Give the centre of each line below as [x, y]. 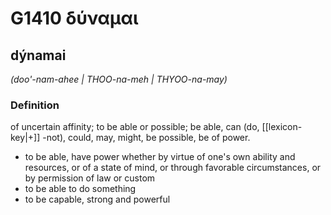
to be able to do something [80, 189]
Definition [35, 105]
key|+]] [25, 138]
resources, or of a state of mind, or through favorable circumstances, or [173, 168]
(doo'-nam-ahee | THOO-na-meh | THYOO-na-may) [119, 79]
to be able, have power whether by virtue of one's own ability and [160, 157]
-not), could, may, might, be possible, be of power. [146, 138]
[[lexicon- [282, 127]
